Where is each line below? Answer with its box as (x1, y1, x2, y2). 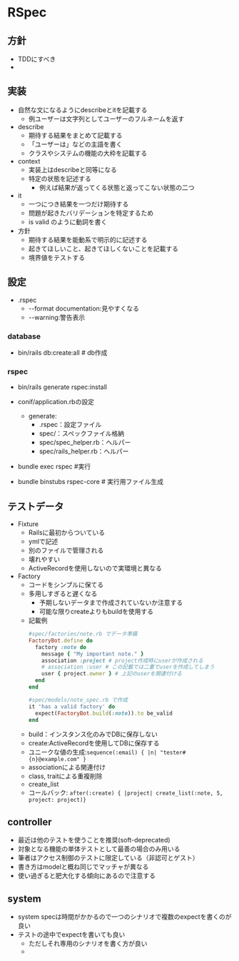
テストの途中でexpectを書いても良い (17, 930, 126, 939)
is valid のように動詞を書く (28, 217, 108, 226)
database (7, 331, 41, 341)
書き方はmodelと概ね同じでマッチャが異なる (17, 862, 149, 871)
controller (7, 815, 52, 828)
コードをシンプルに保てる (28, 580, 104, 589)
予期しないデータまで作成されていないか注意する (39, 598, 183, 607)
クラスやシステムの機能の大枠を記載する (28, 149, 148, 157)
